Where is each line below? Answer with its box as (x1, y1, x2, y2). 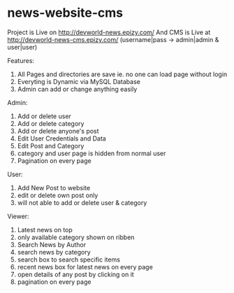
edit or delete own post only (17, 191, 98, 199)
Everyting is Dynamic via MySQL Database (17, 77, 141, 85)
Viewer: (7, 212, 29, 220)
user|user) (7, 43, 38, 51)
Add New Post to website (17, 183, 91, 192)
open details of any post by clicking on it (17, 270, 134, 278)
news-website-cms (7, 5, 124, 21)
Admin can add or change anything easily (17, 85, 138, 93)
